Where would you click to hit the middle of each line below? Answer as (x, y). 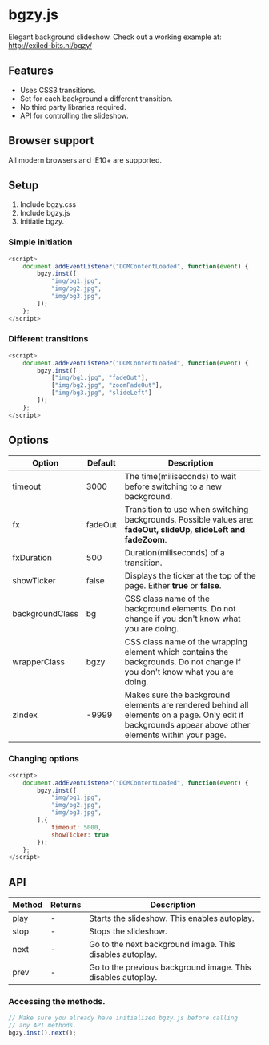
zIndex (25, 715)
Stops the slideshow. (128, 931)
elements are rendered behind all (187, 704)
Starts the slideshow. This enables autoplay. (172, 918)
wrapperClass (39, 661)
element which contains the (177, 652)
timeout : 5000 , (76, 827)
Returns (66, 905)
